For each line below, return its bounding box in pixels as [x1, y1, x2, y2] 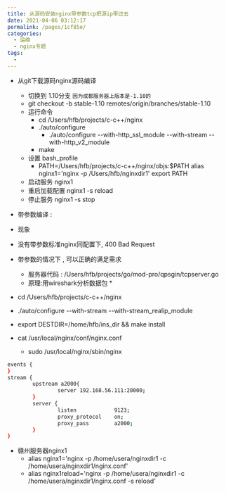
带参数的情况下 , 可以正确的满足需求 [17, 255, 121, 263]
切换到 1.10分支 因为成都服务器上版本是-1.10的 [27, 91, 151, 99]
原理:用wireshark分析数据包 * [27, 279, 113, 287]
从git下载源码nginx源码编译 [17, 76, 97, 84]
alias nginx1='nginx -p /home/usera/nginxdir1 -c [27, 455, 167, 463]
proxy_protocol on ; [57, 413, 124, 420]
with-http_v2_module [48, 138, 110, 146]
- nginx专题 [13, 43, 47, 50]
